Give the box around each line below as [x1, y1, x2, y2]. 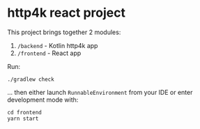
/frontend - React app [17, 49, 82, 57]
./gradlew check [7, 75, 54, 83]
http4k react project [7, 5, 125, 21]
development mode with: [7, 96, 79, 104]
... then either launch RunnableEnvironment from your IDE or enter [7, 88, 193, 96]
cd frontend [7, 109, 42, 116]
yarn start [7, 115, 39, 122]
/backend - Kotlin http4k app [17, 41, 98, 50]
